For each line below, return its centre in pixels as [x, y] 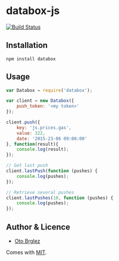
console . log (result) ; [43, 150]
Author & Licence [38, 227]
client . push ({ [23, 122]
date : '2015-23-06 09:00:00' [52, 139]
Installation [27, 45]
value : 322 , [31, 133]
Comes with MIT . [27, 252]
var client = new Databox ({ [40, 101]
